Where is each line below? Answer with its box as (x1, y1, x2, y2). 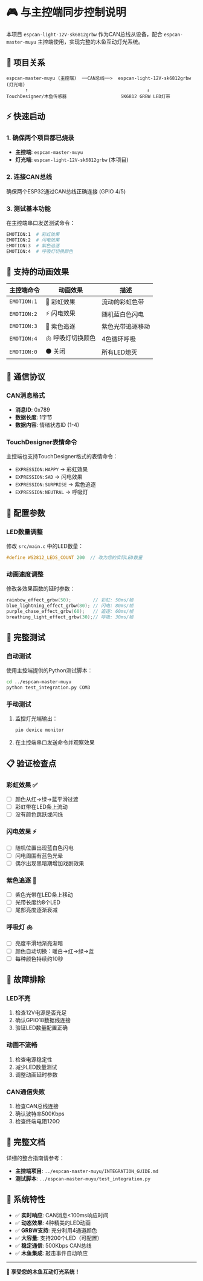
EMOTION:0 (9, 348, 37, 355)
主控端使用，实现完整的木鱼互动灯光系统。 (37, 38, 144, 45)
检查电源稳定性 (14, 1055, 53, 1063)
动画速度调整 (6, 570, 44, 578)
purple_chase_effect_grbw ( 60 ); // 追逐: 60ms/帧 (6, 608, 134, 614)
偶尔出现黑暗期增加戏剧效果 (14, 859, 85, 867)
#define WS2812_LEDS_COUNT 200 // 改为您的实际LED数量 (6, 555, 143, 561)
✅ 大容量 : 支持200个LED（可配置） (14, 1234, 103, 1242)
